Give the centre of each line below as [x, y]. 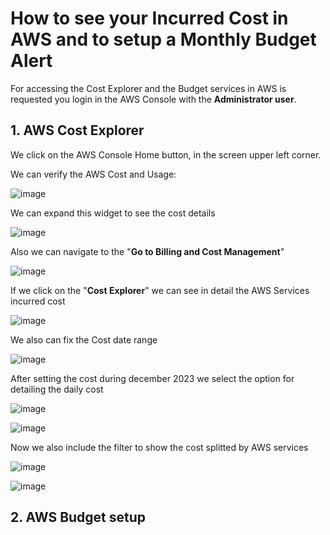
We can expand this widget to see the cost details [113, 213]
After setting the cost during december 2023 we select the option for [152, 378]
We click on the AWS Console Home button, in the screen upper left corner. [166, 154]
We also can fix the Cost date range [84, 339]
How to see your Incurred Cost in [149, 18]
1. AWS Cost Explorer [77, 130]
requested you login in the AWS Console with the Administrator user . [153, 99]
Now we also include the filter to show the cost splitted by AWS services [159, 447]
